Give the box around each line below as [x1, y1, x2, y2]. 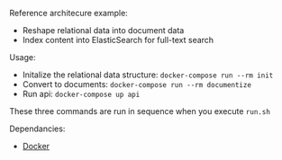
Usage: [9, 52, 36, 62]
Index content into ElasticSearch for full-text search [22, 35, 214, 45]
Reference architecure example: [9, 8, 128, 18]
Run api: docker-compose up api [22, 89, 141, 99]
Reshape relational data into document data [22, 25, 185, 35]
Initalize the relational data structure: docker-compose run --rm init [22, 69, 274, 80]
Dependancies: [9, 123, 66, 134]
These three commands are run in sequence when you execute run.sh [9, 106, 270, 116]
